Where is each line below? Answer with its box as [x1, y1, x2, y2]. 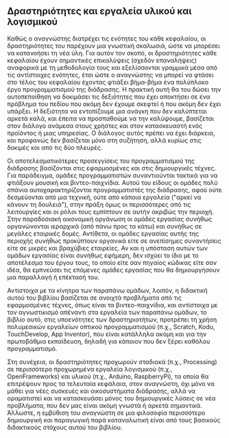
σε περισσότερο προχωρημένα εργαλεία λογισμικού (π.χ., [7, 365, 173, 373]
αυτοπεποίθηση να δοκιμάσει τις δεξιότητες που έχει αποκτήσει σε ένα [7, 92, 210, 101]
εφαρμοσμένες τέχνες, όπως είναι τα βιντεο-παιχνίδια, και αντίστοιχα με [7, 300, 218, 309]
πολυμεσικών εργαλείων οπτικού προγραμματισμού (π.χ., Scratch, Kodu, [7, 322, 215, 331]
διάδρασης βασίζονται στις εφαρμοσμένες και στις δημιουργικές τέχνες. [7, 164, 216, 172]
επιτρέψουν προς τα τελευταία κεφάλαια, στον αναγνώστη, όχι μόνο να [7, 379, 215, 387]
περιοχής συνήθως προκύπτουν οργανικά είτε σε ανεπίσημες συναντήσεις [7, 236, 221, 245]
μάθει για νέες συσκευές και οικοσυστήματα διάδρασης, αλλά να [7, 387, 196, 395]
